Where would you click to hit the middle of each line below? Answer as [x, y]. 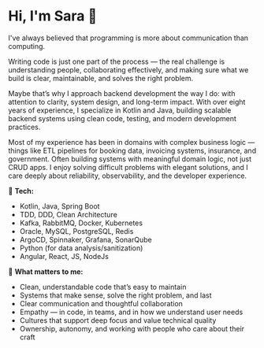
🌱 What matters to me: [46, 272]
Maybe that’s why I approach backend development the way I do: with [122, 93]
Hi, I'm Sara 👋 [53, 16]
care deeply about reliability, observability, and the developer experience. [127, 176]
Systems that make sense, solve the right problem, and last [115, 295]
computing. [27, 46]
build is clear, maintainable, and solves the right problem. [101, 78]
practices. [24, 127]
